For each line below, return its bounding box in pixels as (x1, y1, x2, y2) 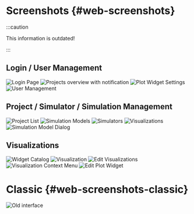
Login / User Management (6, 63, 103, 73)
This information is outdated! (6, 34, 75, 42)
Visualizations (6, 140, 59, 150)
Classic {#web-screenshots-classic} (6, 182, 189, 196)
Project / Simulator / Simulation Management (6, 102, 173, 112)
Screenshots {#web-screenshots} (6, 4, 175, 18)
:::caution (6, 23, 29, 30)
